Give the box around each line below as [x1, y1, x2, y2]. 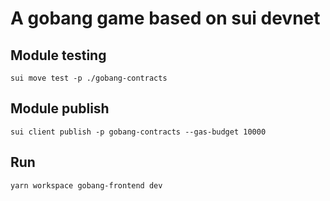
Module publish [10, 100, 110, 117]
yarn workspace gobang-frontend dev [10, 180, 163, 191]
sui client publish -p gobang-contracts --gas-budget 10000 [10, 127, 267, 137]
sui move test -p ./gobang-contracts [10, 73, 168, 83]
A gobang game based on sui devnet [10, 7, 321, 30]
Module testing [10, 47, 107, 64]
